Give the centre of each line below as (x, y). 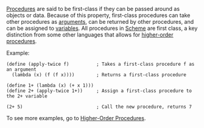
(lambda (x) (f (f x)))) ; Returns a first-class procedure (99, 75)
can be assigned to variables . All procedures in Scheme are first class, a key (102, 28)
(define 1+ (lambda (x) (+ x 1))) (50, 85)
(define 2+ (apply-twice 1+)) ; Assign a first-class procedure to (99, 91)
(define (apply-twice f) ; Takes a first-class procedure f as (100, 64)
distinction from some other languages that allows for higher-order (90, 35)
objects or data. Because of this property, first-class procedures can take (98, 15)
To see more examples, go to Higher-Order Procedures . (76, 118)
